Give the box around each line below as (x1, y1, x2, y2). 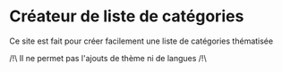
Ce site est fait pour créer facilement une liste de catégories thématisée (9, 36, 274, 46)
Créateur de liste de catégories (9, 6, 244, 27)
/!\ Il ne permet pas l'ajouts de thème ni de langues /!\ (9, 52, 208, 63)
